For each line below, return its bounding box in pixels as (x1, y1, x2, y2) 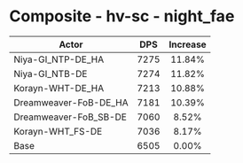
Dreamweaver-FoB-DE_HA (13, 96, 129, 108)
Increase (168, 38, 207, 50)
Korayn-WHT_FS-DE (13, 125, 103, 137)
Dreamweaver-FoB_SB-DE (13, 111, 127, 123)
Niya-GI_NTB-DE (13, 67, 88, 80)
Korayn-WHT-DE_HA (13, 81, 105, 94)
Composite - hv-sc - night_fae (9, 6, 235, 27)
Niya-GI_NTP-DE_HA (13, 53, 105, 66)
